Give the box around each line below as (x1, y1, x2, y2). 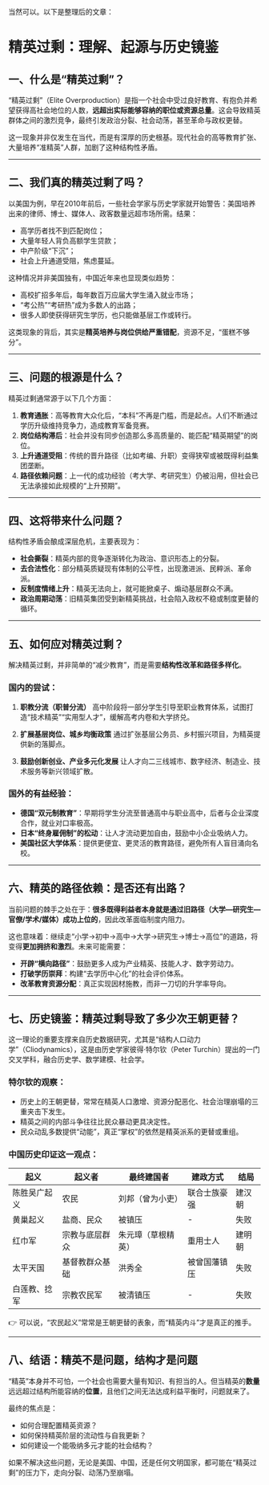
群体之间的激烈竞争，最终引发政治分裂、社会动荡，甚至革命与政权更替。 (8, 116, 247, 124)
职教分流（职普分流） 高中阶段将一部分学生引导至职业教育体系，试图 (19, 702, 247, 712)
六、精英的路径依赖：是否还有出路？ (8, 882, 187, 895)
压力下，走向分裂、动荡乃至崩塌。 (25, 1467, 139, 1477)
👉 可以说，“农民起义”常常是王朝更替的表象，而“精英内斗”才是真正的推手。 (8, 1318, 256, 1328)
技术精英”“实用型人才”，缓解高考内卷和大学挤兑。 (30, 712, 195, 721)
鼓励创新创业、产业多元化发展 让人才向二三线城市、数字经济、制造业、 (19, 756, 254, 765)
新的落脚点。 (26, 739, 70, 749)
